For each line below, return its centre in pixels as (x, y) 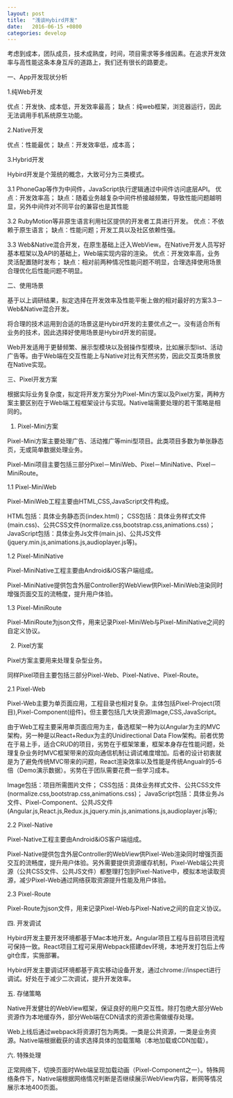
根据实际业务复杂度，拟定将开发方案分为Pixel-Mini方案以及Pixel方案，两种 (113, 394)
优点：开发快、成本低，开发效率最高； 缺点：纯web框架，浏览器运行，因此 (114, 107)
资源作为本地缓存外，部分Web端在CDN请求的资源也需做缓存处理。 (102, 1017)
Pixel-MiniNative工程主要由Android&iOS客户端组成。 (82, 571)
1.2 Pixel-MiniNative (35, 556)
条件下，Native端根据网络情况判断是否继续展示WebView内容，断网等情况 (118, 1079)
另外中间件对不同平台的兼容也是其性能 (74, 206)
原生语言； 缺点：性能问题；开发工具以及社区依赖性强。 (99, 230)
